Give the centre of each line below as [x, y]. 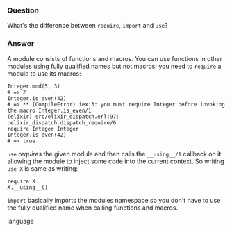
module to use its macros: [44, 73]
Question [23, 10]
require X [22, 181]
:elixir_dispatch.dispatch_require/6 [62, 123]
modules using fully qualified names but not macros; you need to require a [114, 66]
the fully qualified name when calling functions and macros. [93, 208]
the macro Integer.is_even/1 [49, 110]
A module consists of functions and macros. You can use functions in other [115, 58]
